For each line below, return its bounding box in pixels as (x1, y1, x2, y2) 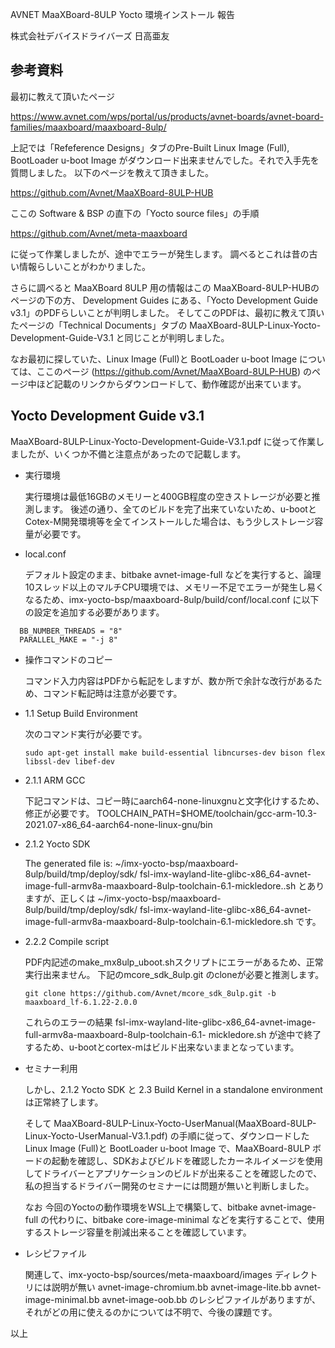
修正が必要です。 (24, 807, 95, 819)
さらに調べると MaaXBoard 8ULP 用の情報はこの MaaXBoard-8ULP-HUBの (10, 281, 320, 293)
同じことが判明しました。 (124, 331, 230, 343)
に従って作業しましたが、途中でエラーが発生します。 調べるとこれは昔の (10, 248, 310, 260)
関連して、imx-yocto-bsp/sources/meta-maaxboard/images (24, 1268, 273, 1280)
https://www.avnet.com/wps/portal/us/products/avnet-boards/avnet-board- (10, 110, 324, 122)
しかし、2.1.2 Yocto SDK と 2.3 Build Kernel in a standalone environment (24, 1083, 323, 1095)
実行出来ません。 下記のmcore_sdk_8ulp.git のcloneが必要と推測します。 (24, 968, 325, 980)
